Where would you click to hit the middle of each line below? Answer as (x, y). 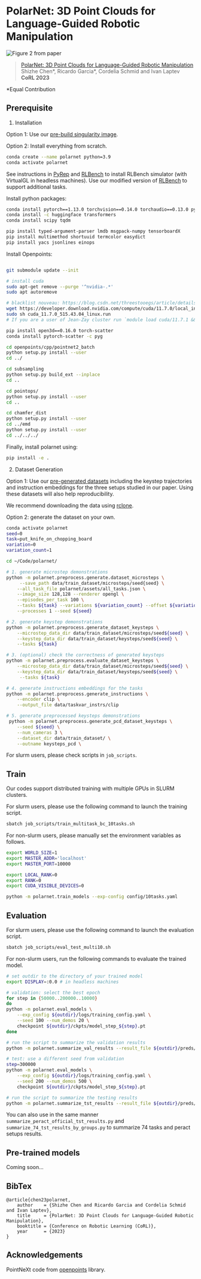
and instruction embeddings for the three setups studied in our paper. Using (100, 487)
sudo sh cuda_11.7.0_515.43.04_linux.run (59, 314)
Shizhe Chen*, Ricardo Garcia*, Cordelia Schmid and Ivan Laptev (100, 71)
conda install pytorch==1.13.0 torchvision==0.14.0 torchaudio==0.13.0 (97, 209)
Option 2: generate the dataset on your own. (61, 517)
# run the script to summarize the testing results (72, 1098)
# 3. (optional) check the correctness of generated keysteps (85, 655)
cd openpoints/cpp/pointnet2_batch (51, 347)
